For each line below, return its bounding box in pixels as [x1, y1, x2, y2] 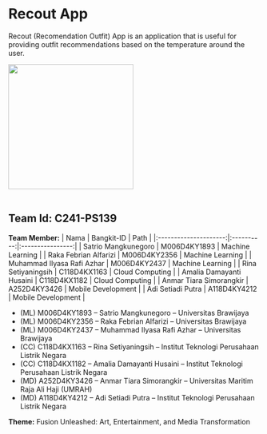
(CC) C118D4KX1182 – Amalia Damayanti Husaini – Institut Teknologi [19, 359, 244, 368]
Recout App [8, 5, 88, 23]
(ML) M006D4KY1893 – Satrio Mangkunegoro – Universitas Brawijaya [19, 308, 249, 317]
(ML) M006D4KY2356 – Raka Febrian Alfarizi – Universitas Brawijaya [19, 317, 247, 326]
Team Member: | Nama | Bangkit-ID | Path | [8, 233, 152, 242]
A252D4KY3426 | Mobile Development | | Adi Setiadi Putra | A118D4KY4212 [8, 284, 257, 293]
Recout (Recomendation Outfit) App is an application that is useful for [8, 31, 237, 41]
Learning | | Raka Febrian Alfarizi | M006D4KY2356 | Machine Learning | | [8, 249, 252, 260]
